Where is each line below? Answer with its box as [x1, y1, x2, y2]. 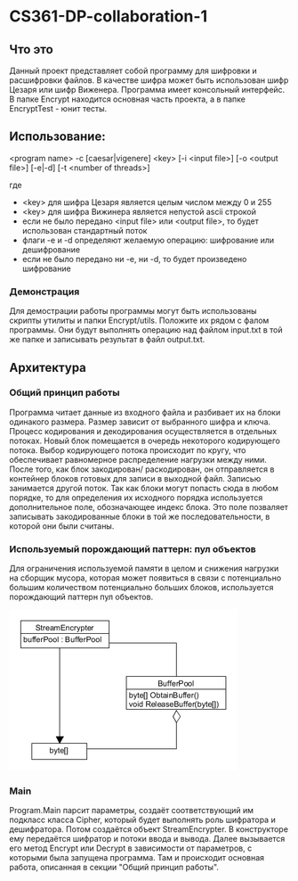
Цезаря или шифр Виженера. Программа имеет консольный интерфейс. [9, 85, 286, 95]
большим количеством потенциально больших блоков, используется [9, 582, 274, 593]
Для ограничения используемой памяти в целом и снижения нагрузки [9, 564, 279, 574]
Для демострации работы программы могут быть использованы [9, 306, 257, 317]
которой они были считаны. [9, 520, 115, 531]
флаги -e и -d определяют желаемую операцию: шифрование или [21, 235, 275, 245]
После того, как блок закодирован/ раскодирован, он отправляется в [9, 464, 275, 474]
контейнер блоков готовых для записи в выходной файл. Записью [9, 473, 262, 483]
